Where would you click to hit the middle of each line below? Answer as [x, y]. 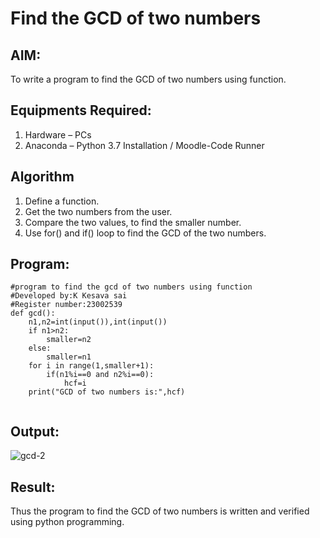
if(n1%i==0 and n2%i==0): [100, 375]
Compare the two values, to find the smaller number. [133, 222]
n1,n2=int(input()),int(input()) [98, 322]
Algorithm [42, 177]
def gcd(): [33, 313]
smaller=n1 [69, 357]
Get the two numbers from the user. [98, 211]
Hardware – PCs [58, 134]
